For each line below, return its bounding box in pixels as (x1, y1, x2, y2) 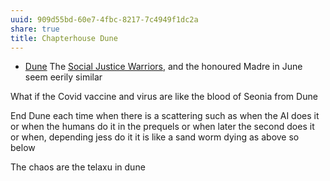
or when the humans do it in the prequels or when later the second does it (10, 121, 315, 133)
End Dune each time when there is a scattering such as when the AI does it (10, 110, 320, 122)
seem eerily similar (24, 71, 103, 83)
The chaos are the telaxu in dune (10, 161, 146, 173)
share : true (10, 24, 60, 34)
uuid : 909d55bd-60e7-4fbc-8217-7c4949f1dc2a (10, 14, 199, 25)
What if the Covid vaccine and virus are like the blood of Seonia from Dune (10, 91, 318, 103)
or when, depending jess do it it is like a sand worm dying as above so (10, 131, 300, 143)
